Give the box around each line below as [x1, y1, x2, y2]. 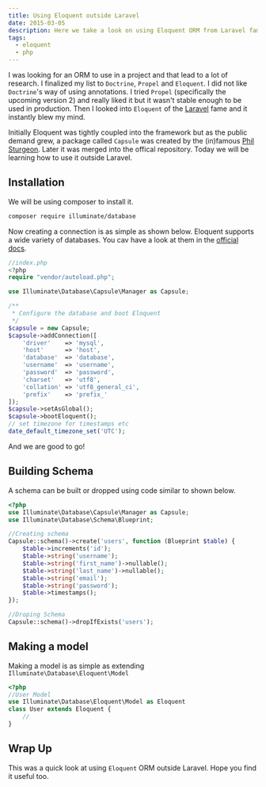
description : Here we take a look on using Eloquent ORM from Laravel [8, 26, 246, 34]
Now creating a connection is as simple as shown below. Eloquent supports [8, 227, 255, 236]
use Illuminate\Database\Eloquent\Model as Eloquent [8, 698, 186, 706]
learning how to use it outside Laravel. [8, 153, 133, 162]
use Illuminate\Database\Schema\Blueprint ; [8, 516, 154, 524]
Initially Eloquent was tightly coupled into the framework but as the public [8, 128, 248, 137]
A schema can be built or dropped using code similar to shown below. [8, 485, 236, 495]
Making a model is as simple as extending [8, 661, 145, 670]
